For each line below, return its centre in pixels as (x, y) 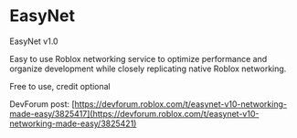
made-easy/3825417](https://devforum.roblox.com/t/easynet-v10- (134, 113)
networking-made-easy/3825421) (73, 123)
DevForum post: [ (42, 104)
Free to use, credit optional (60, 86)
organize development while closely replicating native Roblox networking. (148, 69)
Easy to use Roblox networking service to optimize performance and (138, 58)
